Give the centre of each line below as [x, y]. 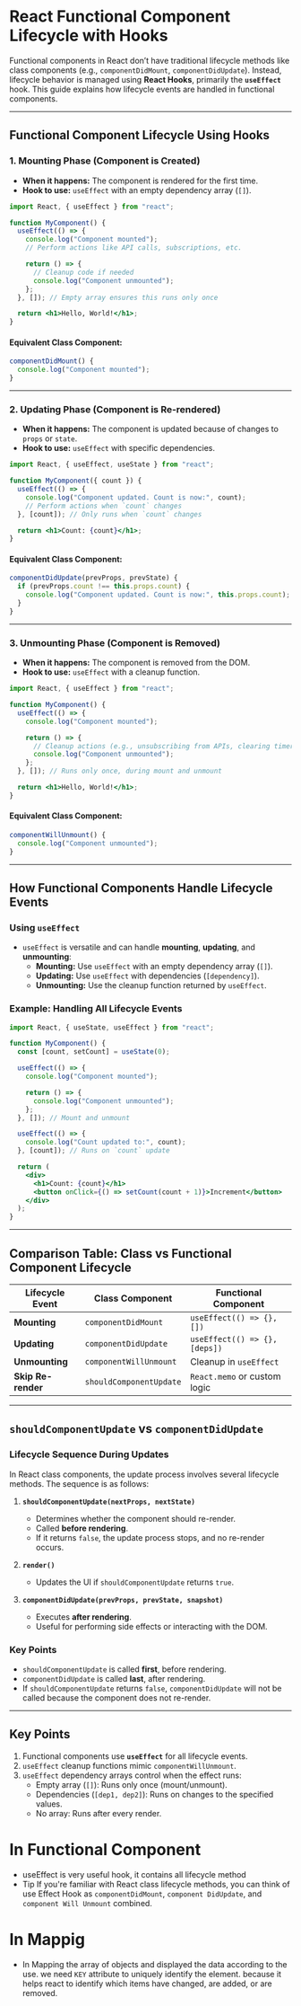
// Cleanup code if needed [83, 272]
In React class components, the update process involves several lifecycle [144, 1474]
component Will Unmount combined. [87, 1903]
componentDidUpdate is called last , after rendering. [114, 1678]
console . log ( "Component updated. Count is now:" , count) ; [136, 497]
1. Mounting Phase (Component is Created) [105, 161]
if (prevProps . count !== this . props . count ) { [104, 587]
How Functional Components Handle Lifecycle [141, 888]
